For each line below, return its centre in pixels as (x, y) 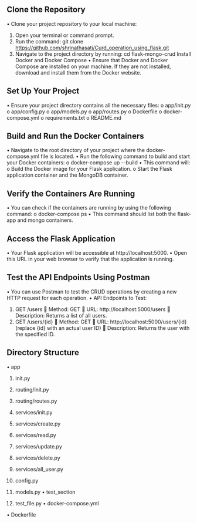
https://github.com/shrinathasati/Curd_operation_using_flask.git (92, 48)
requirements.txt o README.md (84, 117)
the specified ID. (35, 334)
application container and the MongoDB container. (67, 175)
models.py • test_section (45, 492)
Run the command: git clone (49, 41)
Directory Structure (43, 352)
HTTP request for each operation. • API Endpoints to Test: (77, 298)
